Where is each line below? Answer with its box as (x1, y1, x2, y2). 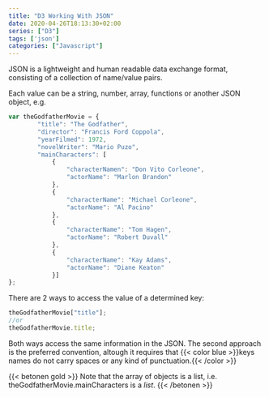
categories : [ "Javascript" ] (8, 42, 104, 50)
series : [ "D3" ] (8, 27, 60, 35)
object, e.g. (8, 97, 46, 107)
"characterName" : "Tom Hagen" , (66, 226, 173, 234)
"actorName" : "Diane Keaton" (66, 263, 164, 271)
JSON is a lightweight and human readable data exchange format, (8, 64, 228, 74)
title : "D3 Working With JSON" (8, 11, 114, 20)
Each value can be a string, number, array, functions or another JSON (8, 88, 241, 98)
